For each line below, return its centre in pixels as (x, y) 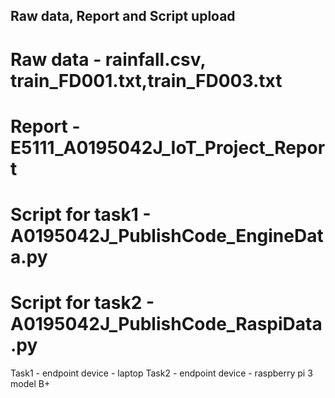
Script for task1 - (81, 214)
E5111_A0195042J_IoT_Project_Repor (168, 147)
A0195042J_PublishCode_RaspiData (166, 324)
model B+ (30, 383)
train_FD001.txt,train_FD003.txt (146, 80)
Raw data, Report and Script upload (123, 16)
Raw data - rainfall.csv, (108, 59)
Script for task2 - (82, 303)
